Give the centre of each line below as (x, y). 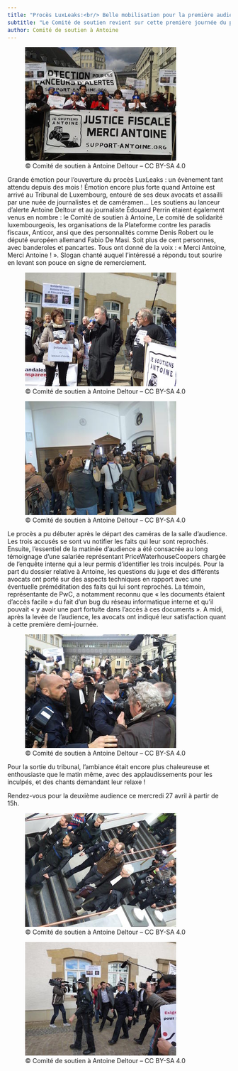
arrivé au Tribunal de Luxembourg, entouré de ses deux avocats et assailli (115, 195)
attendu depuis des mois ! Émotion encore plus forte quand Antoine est (111, 187)
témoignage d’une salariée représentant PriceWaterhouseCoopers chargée (117, 557)
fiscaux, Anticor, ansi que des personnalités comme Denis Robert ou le (110, 233)
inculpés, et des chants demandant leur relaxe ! (76, 782)
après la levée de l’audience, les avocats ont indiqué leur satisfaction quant (117, 617)
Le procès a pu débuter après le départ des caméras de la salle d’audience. (118, 534)
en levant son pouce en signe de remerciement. (77, 263)
